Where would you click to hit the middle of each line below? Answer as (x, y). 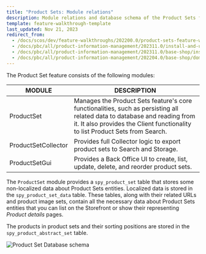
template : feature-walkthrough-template (59, 23)
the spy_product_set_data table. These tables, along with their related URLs (101, 194)
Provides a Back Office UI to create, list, (131, 159)
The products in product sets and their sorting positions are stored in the (98, 226)
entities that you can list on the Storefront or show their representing (93, 208)
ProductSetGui (31, 163)
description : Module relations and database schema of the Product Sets (101, 18)
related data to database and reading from (135, 116)
